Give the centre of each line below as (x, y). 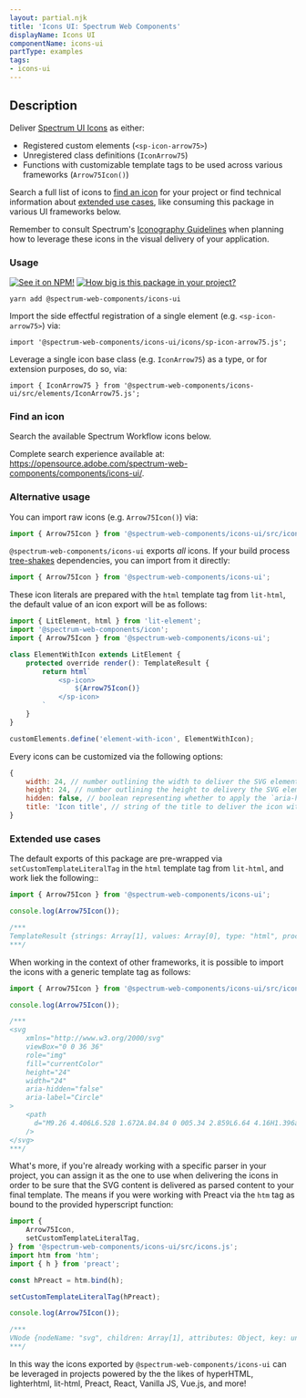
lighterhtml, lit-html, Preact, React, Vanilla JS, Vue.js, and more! (128, 1383)
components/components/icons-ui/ (76, 473)
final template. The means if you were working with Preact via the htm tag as (152, 1195)
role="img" (46, 1055)
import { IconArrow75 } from (65, 385)
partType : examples (46, 52)
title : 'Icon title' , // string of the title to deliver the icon (154, 807)
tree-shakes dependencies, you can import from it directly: (120, 561)
